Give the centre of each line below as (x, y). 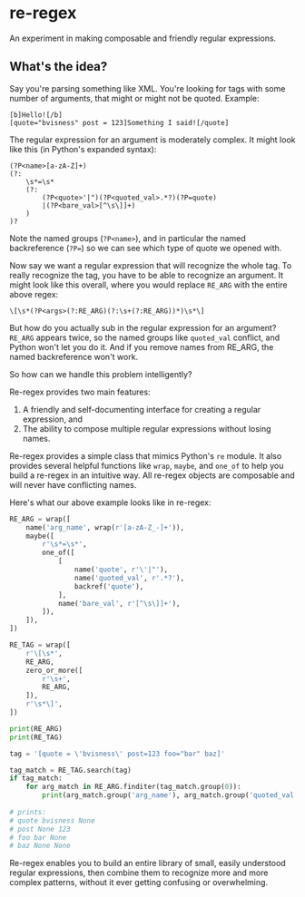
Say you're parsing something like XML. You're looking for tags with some (148, 88)
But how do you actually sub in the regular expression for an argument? (143, 327)
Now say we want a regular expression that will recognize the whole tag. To (151, 265)
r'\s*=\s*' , (65, 544)
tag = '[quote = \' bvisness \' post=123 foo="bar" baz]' (117, 754)
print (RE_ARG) (36, 728)
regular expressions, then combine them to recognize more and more (139, 873)
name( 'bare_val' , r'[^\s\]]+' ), (119, 603)
